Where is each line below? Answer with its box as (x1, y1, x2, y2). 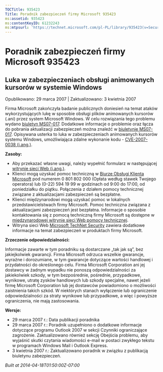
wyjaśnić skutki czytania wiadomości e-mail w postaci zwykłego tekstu (12, 338, 154, 343)
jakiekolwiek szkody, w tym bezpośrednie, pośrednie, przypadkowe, (5, 272, 142, 278)
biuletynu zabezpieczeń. (12, 353, 62, 359)
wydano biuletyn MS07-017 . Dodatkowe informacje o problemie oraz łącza (5, 121, 154, 127)
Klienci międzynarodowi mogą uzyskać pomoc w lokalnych (12, 197, 130, 203)
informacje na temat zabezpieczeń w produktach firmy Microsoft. (12, 228, 143, 234)
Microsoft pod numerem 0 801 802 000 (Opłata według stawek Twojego (12, 176, 156, 182)
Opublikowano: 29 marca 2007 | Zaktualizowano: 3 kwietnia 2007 (5, 96, 136, 102)
